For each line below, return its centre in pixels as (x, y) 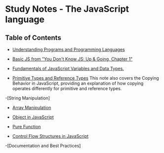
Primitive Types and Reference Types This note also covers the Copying (85, 78)
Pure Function (26, 127)
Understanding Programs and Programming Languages (68, 49)
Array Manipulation (32, 107)
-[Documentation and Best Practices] (43, 146)
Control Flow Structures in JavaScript (50, 136)
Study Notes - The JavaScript (67, 9)
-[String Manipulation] (28, 98)
